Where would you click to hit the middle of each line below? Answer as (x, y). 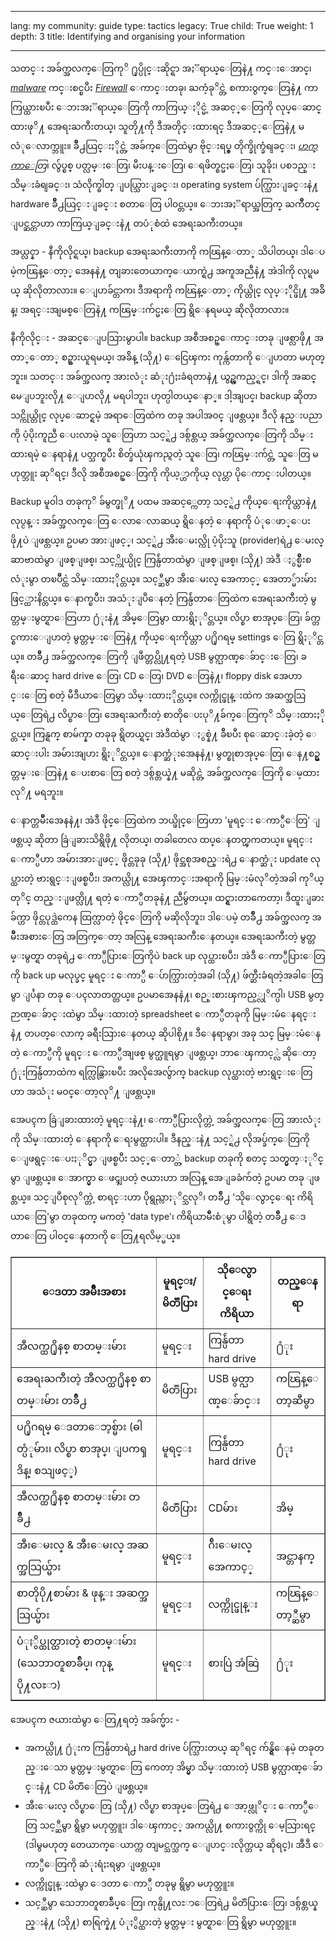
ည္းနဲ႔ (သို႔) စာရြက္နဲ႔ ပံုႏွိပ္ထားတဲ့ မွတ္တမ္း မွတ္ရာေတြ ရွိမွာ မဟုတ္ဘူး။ (160, 1922)
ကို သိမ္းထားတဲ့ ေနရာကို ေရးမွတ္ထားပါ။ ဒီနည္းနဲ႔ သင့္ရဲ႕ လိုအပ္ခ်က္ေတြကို (160, 1139)
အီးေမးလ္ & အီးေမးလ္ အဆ (83, 1544)
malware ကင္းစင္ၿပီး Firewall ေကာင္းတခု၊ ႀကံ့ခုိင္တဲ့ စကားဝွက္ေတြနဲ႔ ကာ (164, 87)
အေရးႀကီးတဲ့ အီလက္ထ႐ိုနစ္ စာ (84, 1378)
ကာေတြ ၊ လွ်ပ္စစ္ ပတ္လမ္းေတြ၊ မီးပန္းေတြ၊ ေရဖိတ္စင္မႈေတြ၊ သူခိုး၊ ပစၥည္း (163, 165)
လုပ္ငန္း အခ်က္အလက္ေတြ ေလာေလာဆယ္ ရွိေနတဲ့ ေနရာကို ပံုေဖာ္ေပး (160, 520)
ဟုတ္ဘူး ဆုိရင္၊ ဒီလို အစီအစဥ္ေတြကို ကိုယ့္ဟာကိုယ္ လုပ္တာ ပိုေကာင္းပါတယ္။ (161, 473)
